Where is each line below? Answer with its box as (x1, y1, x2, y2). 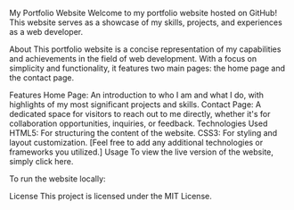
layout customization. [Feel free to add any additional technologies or (9, 138, 264, 147)
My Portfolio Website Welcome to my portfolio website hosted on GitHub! (9, 8, 278, 18)
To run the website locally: (9, 173, 106, 184)
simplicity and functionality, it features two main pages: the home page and (9, 63, 286, 73)
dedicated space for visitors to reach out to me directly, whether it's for (9, 109, 271, 119)
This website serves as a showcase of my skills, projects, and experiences (9, 17, 282, 28)
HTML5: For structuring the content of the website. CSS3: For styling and (9, 128, 278, 138)
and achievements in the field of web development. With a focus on (9, 54, 257, 63)
